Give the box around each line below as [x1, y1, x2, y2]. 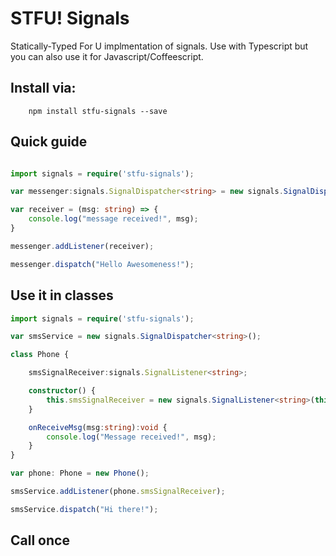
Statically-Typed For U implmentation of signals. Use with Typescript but [10, 40, 309, 52]
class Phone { [10, 350, 70, 360]
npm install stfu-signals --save [28, 106, 168, 116]
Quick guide [10, 133, 88, 151]
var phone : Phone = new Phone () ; [10, 468, 150, 479]
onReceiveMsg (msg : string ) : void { [28, 422, 168, 432]
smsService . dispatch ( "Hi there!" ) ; [10, 504, 159, 514]
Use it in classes [10, 287, 114, 304]
